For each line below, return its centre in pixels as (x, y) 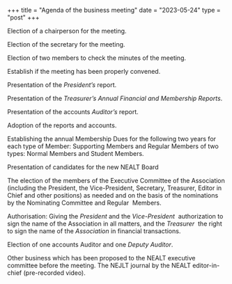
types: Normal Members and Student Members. (76, 153)
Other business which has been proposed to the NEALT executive (101, 258)
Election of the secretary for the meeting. (66, 44)
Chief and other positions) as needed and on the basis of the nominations (113, 195)
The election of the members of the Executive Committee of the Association (116, 181)
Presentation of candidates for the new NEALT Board (83, 167)
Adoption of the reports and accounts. (62, 125)
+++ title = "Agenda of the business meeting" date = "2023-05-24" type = (114, 10)
